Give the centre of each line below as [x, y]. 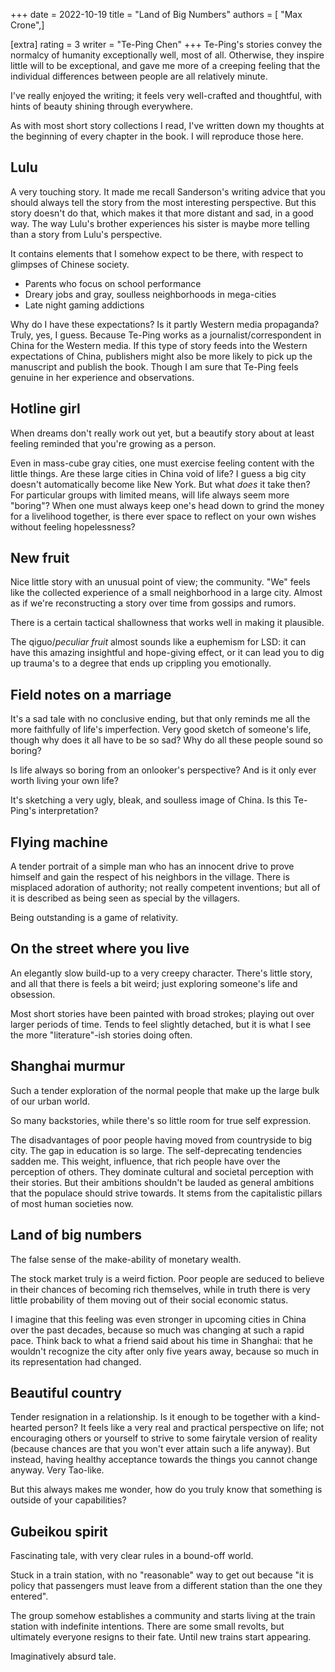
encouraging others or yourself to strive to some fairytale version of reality [164, 1438]
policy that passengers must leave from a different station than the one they [166, 1586]
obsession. [33, 994]
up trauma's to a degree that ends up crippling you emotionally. [141, 663]
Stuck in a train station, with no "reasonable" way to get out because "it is [162, 1575]
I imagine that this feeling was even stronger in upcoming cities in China [158, 1319]
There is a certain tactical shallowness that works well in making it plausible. [167, 623]
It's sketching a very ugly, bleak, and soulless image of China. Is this [151, 800]
